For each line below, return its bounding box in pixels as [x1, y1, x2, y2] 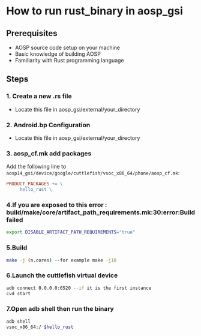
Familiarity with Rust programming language [14, 57, 124, 64]
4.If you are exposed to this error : [6, 200, 107, 209]
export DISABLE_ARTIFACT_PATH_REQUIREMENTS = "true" [6, 229, 136, 235]
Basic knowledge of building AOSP [14, 50, 101, 58]
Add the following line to [6, 163, 67, 170]
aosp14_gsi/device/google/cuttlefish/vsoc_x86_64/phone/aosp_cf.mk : [6, 169, 180, 176]
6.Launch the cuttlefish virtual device [6, 271, 118, 280]
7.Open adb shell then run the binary [6, 305, 114, 313]
